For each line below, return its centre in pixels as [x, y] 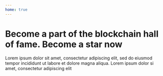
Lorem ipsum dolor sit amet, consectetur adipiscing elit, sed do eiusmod [79, 58]
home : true [16, 10]
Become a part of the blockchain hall [82, 34]
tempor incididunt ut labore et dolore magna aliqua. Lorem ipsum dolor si [79, 63]
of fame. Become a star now [64, 44]
